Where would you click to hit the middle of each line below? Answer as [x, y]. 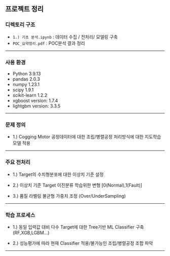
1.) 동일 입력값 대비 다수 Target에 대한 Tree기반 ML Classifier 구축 [78, 227]
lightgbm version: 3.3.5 [36, 106]
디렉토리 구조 [20, 25]
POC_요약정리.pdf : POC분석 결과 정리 [49, 43]
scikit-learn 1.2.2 [30, 95]
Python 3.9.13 [27, 74]
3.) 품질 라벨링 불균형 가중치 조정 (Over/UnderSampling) [69, 196]
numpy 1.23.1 [26, 84]
